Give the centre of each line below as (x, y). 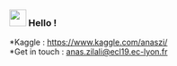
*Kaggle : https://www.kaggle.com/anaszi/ (88, 42)
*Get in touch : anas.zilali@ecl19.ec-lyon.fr (88, 52)
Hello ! (43, 22)
